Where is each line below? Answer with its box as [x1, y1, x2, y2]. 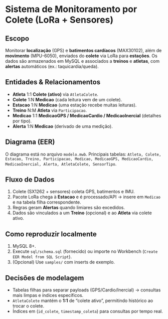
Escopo [5, 34, 29, 43]
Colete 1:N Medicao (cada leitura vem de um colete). [12, 96, 122, 102]
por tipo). [12, 118, 32, 124]
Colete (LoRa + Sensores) [5, 14, 114, 26]
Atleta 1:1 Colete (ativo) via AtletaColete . [12, 91, 99, 97]
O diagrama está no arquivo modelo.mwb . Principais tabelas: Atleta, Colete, [5, 151, 161, 157]
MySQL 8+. [12, 243, 36, 249]
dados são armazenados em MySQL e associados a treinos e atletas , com [5, 58, 159, 64]
